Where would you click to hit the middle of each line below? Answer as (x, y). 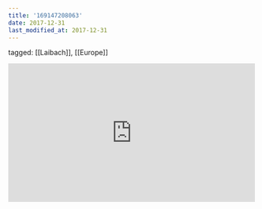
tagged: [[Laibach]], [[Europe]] (58, 53)
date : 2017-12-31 (37, 23)
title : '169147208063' (45, 15)
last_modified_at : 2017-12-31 (58, 30)
